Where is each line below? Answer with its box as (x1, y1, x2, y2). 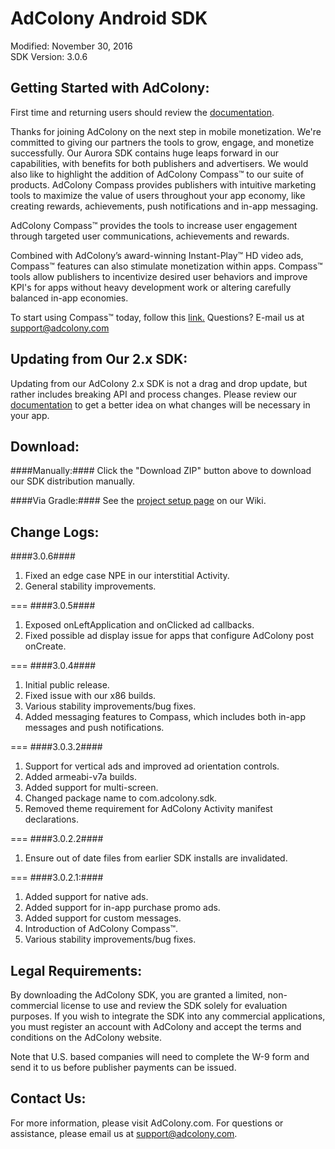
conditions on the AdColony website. (10, 1032, 163, 1043)
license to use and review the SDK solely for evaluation (60, 1000, 288, 1011)
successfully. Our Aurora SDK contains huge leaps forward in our (10, 147, 280, 159)
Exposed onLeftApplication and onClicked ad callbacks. (24, 619, 255, 631)
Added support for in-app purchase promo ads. (24, 902, 221, 914)
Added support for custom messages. (24, 912, 182, 924)
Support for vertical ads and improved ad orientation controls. (24, 760, 280, 772)
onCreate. (24, 640, 67, 652)
